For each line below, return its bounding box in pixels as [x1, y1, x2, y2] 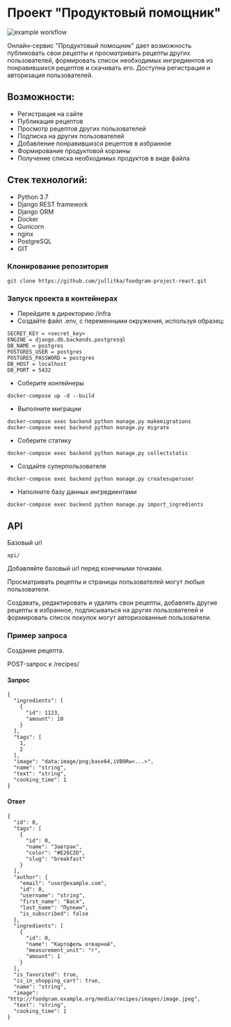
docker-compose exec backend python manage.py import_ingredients [7, 501, 204, 509]
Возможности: [7, 91, 75, 103]
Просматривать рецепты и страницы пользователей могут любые [7, 578, 205, 586]
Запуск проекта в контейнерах [7, 294, 118, 303]
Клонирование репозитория [7, 262, 109, 271]
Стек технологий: [7, 174, 88, 186]
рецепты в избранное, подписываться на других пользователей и [7, 605, 204, 614]
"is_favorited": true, [13, 971, 79, 978]
